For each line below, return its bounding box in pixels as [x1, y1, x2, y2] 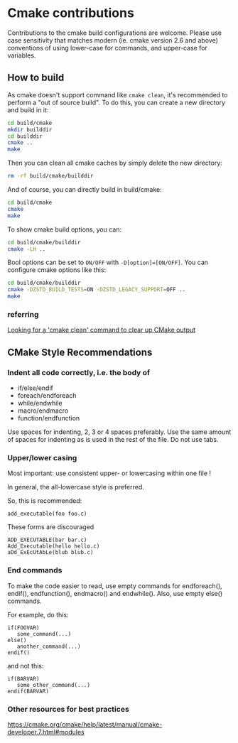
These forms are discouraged [7, 523, 94, 531]
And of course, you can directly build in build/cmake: [7, 185, 162, 193]
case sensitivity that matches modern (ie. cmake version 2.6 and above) [7, 36, 219, 44]
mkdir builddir [7, 126, 53, 133]
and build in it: [7, 105, 49, 114]
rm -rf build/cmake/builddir [7, 173, 94, 180]
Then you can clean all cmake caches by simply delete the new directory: [7, 158, 222, 168]
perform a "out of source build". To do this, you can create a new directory [7, 98, 226, 107]
